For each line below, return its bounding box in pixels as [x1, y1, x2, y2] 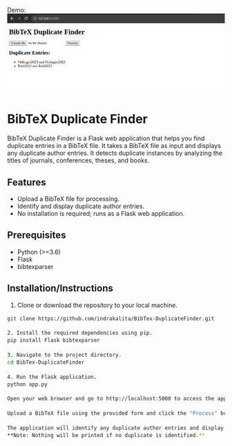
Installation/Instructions [7, 283, 114, 295]
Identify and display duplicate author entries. [17, 202, 145, 210]
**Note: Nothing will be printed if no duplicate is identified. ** [7, 431, 206, 438]
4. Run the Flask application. [7, 373, 97, 380]
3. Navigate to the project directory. [7, 352, 122, 359]
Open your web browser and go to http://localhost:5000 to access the [7, 396, 215, 402]
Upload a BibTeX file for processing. [17, 195, 119, 203]
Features [7, 176, 46, 188]
